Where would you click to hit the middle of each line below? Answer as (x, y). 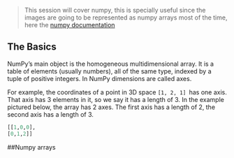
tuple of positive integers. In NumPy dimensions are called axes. (100, 78)
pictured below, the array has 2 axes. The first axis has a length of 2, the (111, 107)
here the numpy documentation (70, 25)
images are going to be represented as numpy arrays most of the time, (126, 17)
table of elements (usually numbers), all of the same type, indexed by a (109, 71)
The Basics (32, 47)
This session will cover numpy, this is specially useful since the (115, 10)
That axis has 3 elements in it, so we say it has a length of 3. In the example (116, 99)
